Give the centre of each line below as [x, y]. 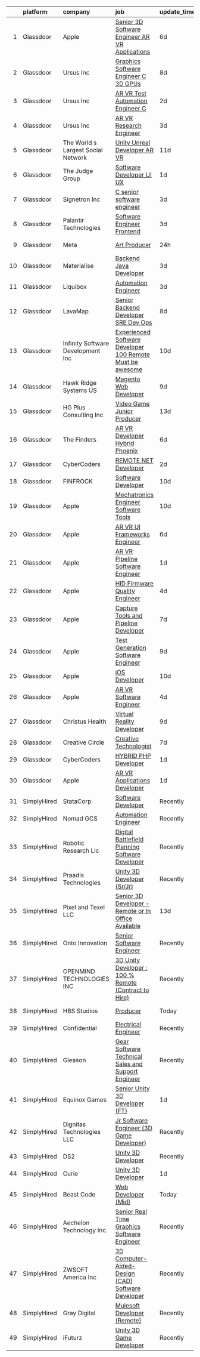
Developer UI [133, 175]
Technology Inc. [85, 1230]
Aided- [125, 1266]
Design [125, 1273]
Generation [131, 648]
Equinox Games [85, 1100]
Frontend [128, 231]
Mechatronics [134, 495]
